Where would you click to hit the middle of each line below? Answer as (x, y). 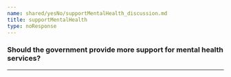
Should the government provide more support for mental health (115, 50)
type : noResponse (32, 26)
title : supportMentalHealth (47, 20)
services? (24, 59)
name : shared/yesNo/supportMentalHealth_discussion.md (87, 13)
